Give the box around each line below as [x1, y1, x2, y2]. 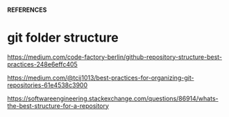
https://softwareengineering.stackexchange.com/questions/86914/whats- [7, 94, 219, 102]
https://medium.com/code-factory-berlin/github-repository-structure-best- [7, 53, 223, 61]
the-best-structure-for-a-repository [7, 101, 110, 110]
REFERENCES [7, 6, 47, 14]
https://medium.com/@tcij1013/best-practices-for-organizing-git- [7, 73, 194, 82]
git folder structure [7, 30, 119, 45]
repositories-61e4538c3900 [7, 80, 88, 89]
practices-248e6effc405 [7, 60, 78, 69]
